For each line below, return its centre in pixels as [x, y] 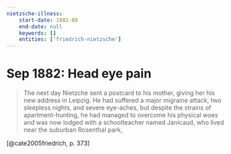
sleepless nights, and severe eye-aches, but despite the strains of [117, 108]
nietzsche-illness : [35, 14]
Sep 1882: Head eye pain [79, 74]
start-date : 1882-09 [48, 20]
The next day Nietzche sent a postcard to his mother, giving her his [119, 93]
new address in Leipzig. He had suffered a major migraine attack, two [122, 101]
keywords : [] [38, 33]
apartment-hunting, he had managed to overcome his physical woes [121, 115]
